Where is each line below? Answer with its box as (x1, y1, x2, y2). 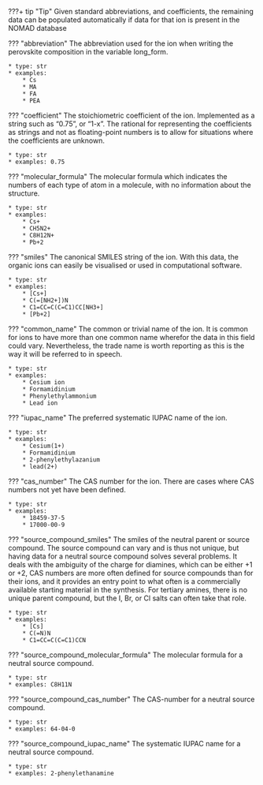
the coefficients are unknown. (8, 136, 105, 145)
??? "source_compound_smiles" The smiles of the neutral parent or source (8, 535, 250, 544)
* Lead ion (22, 399, 58, 407)
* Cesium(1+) (22, 442, 65, 450)
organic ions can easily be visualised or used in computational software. (8, 260, 243, 270)
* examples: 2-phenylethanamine (8, 769, 114, 777)
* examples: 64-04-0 (8, 725, 76, 733)
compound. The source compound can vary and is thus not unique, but (8, 544, 239, 552)
